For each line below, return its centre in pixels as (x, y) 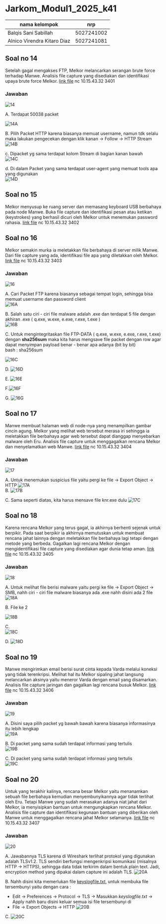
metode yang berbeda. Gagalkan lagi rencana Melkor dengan (68, 543)
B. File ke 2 (17, 607)
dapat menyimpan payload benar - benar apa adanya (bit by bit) (71, 344)
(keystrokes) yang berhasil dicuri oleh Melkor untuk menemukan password (81, 217)
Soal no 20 (22, 779)
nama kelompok (39, 24)
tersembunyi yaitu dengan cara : (38, 887)
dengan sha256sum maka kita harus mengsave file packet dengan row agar (83, 339)
